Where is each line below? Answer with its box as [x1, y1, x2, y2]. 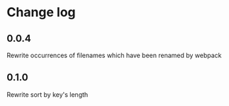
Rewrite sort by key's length [6, 90, 89, 99]
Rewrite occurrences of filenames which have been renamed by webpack [6, 51, 222, 59]
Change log [6, 4, 76, 20]
